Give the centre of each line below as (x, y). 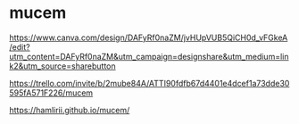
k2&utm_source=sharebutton (62, 66)
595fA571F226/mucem (51, 93)
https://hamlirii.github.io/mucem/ (70, 110)
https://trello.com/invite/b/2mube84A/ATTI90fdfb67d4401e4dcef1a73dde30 (149, 83)
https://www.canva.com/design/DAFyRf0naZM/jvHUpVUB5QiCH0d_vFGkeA (149, 37)
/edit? (20, 46)
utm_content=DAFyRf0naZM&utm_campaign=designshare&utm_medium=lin (149, 56)
